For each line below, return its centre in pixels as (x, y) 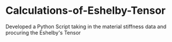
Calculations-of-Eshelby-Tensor (86, 11)
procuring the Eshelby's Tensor (43, 32)
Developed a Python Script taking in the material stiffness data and (86, 26)
